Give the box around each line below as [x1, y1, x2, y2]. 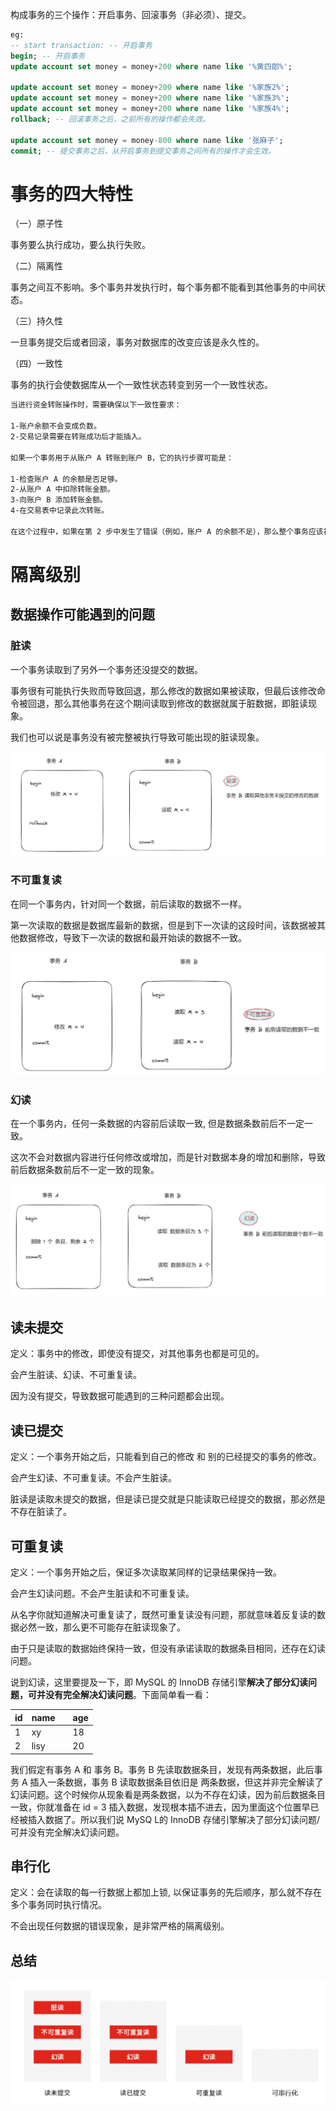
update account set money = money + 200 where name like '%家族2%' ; [10, 83, 290, 93]
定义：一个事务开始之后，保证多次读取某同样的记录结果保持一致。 [10, 1566, 282, 1578]
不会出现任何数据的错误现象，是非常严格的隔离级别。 [10, 1920, 230, 1932]
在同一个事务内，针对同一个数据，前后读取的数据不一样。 [10, 898, 247, 910]
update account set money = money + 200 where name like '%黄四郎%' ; [10, 61, 293, 72]
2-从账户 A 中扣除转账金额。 [10, 484, 115, 495]
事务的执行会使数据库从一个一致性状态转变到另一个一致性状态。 [10, 379, 273, 391]
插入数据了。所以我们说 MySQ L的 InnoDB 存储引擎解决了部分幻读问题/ [27, 1813, 320, 1825]
